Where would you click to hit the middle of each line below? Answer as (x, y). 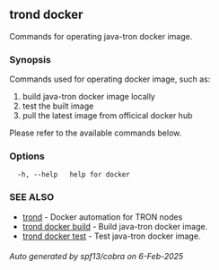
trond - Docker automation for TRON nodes (102, 217)
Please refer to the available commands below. (96, 133)
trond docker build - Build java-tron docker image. (115, 226)
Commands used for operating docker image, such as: (110, 79)
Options (27, 156)
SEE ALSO (32, 197)
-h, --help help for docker (74, 175)
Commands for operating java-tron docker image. (101, 36)
